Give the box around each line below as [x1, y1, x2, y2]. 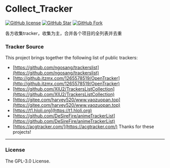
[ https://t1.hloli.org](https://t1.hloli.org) [12, 107, 92, 114]
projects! [12, 129, 31, 135]
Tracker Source [5, 43, 44, 50]
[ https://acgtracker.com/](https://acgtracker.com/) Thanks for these [12, 123, 154, 130]
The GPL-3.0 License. [5, 158, 51, 164]
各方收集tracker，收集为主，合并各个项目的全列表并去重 [5, 30, 122, 36]
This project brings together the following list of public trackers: [5, 55, 138, 61]
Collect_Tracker [5, 3, 73, 15]
